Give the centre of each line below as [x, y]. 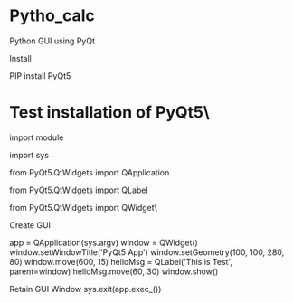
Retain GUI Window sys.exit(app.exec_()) [85, 289]
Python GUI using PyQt [52, 41]
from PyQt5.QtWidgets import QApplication [90, 172]
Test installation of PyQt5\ [109, 113]
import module [37, 137]
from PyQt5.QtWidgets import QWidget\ [84, 207]
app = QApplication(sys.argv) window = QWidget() [104, 242]
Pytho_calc [52, 16]
